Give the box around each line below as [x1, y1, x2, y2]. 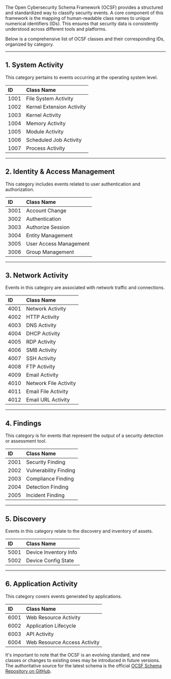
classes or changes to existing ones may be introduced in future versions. [5, 657, 160, 663]
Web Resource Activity [26, 614, 80, 621]
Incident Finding [26, 492, 65, 499]
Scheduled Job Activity [26, 136, 82, 143]
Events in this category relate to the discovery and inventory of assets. [5, 528, 153, 534]
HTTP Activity [26, 313, 60, 320]
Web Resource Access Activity [26, 639, 100, 646]
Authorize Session [26, 224, 70, 231]
